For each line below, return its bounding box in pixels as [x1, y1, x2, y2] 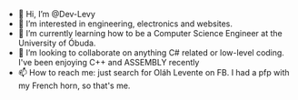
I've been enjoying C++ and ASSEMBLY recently [17, 57, 200, 67]
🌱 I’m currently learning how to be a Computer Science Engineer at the [17, 28, 283, 38]
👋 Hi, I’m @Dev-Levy [17, 9, 95, 19]
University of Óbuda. [17, 37, 96, 48]
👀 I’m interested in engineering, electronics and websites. [17, 18, 233, 29]
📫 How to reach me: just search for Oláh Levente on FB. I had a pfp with [17, 67, 290, 77]
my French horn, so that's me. [17, 80, 131, 91]
